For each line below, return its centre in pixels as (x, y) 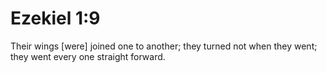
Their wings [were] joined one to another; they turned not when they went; (164, 46)
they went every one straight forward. (88, 56)
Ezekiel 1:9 (55, 18)
